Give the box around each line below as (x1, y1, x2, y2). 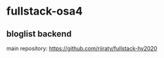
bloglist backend (6, 29, 72, 39)
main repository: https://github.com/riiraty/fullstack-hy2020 (6, 45, 158, 52)
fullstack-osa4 (6, 4, 83, 18)
